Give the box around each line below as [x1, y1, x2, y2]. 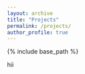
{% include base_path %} [7, 48, 79, 56]
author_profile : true [7, 29, 69, 36]
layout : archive [7, 10, 53, 17]
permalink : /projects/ [7, 22, 71, 29]
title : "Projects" [7, 16, 59, 23]
